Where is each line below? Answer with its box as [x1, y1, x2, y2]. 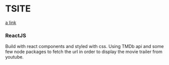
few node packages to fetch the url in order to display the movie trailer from [5, 48, 162, 55]
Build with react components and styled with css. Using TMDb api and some [5, 43, 164, 49]
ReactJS [5, 32, 26, 39]
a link [5, 19, 17, 25]
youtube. [5, 54, 24, 60]
